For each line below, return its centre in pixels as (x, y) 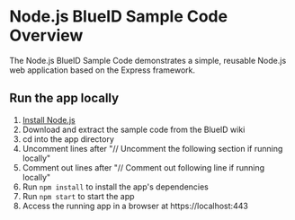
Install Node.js (49, 119)
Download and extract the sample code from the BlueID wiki (134, 129)
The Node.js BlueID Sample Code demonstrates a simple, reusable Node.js (148, 60)
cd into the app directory (68, 139)
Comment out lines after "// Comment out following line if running (143, 167)
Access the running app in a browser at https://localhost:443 (135, 206)
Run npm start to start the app (78, 196)
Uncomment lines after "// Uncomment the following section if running (152, 148)
